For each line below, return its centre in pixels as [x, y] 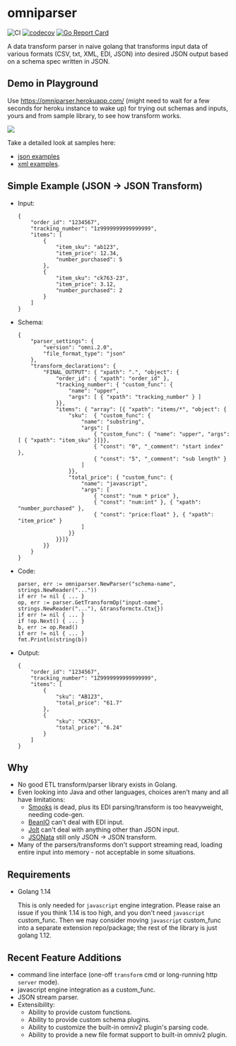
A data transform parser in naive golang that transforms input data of [108, 46]
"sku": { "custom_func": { [110, 415]
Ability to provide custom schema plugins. [89, 1019]
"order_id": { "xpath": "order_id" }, [113, 378]
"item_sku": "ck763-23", [92, 278]
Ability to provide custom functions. [80, 1012]
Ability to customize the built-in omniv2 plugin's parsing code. [118, 1027]
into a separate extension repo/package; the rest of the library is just [117, 928]
